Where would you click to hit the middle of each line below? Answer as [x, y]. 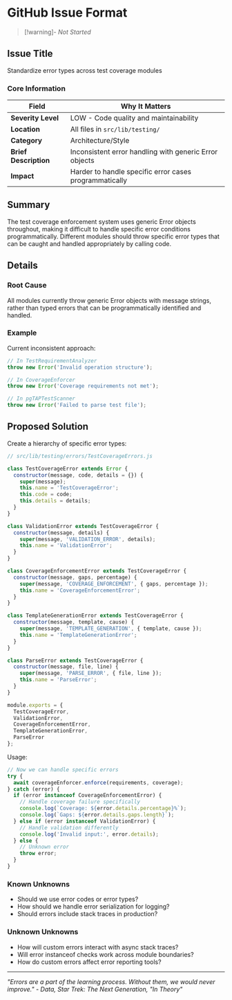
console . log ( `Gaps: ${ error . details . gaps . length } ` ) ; [97, 815]
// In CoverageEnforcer [41, 380]
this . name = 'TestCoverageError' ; [69, 488]
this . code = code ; [46, 494]
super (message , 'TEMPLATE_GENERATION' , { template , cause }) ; [111, 629]
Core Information [36, 88]
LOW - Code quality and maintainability [134, 118]
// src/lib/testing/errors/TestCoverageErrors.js [80, 456]
